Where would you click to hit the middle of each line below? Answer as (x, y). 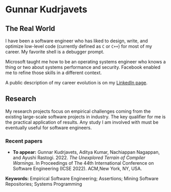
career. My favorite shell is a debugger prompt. (55, 52)
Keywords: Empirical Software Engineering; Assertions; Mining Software (82, 179)
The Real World (30, 29)
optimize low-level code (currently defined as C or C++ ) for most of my (79, 46)
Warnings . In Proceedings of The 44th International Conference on (83, 163)
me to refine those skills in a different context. (54, 73)
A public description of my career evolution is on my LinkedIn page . (77, 83)
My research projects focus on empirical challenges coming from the (78, 111)
